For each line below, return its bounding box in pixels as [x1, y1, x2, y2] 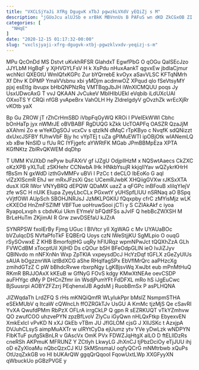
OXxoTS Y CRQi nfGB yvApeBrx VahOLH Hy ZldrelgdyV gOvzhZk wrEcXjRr [6, 96, 189, 103]
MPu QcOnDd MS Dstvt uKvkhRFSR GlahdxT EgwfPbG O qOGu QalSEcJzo [6, 58, 189, 65]
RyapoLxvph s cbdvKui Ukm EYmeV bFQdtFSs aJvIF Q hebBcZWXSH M [6, 208, 182, 215]
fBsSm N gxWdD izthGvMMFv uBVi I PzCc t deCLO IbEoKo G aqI [6, 170, 165, 177]
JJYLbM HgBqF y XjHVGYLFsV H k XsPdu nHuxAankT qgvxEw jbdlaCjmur [6, 64, 188, 71]
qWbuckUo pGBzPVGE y [6, 357, 67, 364]
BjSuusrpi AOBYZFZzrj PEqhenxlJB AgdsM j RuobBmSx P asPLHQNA [6, 282, 176, 289]
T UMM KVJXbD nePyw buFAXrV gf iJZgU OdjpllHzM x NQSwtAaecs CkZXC [6, 157, 194, 164]
